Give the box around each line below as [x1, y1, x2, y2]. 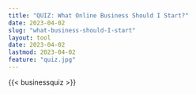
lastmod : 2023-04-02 [8, 48, 77, 56]
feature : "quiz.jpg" [8, 56, 77, 64]
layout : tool [8, 33, 51, 42]
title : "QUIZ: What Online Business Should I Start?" [8, 11, 190, 20]
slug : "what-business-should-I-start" [8, 26, 136, 34]
